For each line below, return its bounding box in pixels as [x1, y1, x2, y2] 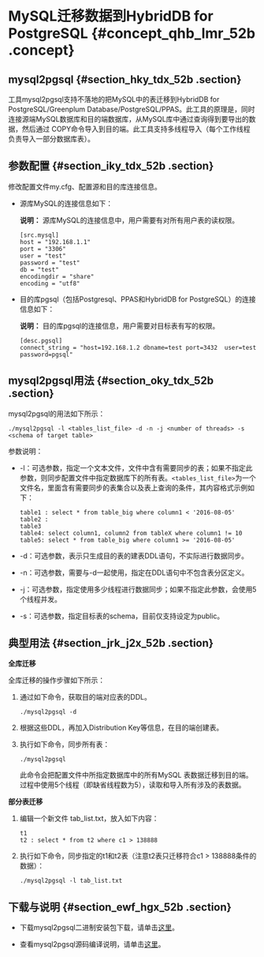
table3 [19, 522, 42, 530]
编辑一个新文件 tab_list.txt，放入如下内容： [19, 814, 159, 824]
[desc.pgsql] [19, 336, 63, 344]
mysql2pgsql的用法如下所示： [8, 408, 106, 418]
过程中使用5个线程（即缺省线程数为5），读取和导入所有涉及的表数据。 [19, 780, 246, 790]
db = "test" [19, 265, 59, 273]
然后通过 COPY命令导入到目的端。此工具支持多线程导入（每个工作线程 [21, 124, 251, 133]
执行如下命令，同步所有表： [19, 740, 110, 749]
